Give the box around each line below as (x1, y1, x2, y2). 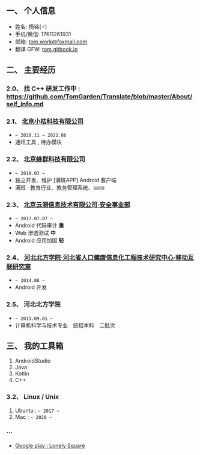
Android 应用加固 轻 (14, 237, 64, 244)
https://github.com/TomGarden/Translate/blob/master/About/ (6, 92, 193, 101)
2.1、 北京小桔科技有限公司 (6, 117, 84, 126)
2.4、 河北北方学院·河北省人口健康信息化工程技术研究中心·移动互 (6, 253, 194, 261)
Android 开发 (14, 284, 47, 291)
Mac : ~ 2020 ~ (14, 413, 52, 421)
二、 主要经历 (6, 65, 56, 75)
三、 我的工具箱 (6, 341, 64, 351)
